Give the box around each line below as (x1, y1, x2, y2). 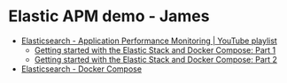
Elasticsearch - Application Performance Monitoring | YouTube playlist (20, 35, 278, 46)
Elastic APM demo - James (8, 6, 210, 26)
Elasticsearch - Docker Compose (20, 64, 143, 74)
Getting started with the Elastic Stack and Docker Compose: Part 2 (34, 54, 278, 64)
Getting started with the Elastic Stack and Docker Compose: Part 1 (34, 44, 276, 55)
